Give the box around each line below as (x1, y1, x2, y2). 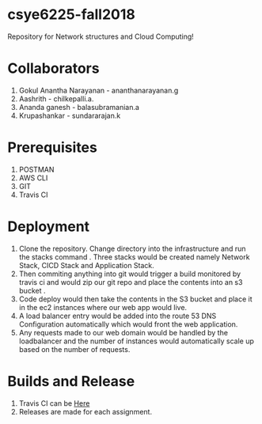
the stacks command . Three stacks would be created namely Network (18, 252, 250, 262)
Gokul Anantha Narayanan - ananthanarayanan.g (18, 85, 179, 95)
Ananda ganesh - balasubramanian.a (18, 102, 140, 112)
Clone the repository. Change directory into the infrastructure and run (18, 244, 246, 253)
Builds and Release (7, 372, 135, 390)
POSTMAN (18, 165, 55, 174)
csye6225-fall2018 (7, 6, 136, 24)
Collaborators (7, 59, 100, 78)
